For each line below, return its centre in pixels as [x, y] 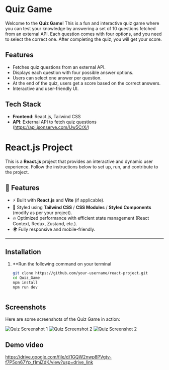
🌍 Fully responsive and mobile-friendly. [54, 229]
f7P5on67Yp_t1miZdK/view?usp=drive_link [49, 362]
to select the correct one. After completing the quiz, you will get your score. [83, 39]
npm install [25, 283]
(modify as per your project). [42, 213]
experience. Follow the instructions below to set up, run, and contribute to [82, 166]
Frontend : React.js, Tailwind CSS [47, 116]
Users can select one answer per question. [57, 78]
